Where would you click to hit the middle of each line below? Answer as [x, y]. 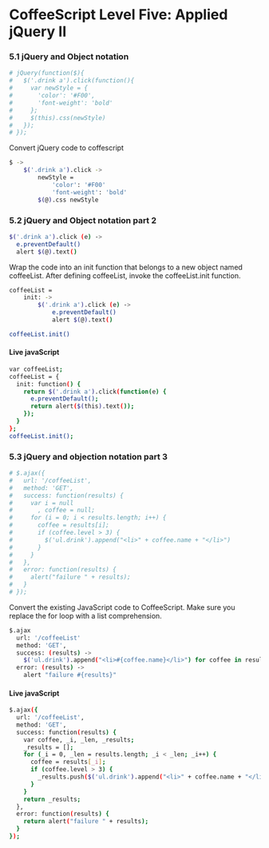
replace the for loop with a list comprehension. [85, 615]
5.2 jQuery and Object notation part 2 [83, 220]
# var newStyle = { [49, 88]
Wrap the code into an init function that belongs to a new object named [126, 267]
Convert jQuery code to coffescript [67, 148]
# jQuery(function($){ [47, 74]
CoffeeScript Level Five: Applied [119, 15]
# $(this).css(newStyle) [57, 117]
